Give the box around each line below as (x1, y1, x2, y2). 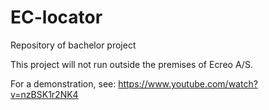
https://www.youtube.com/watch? (118, 77, 258, 90)
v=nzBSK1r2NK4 (10, 88, 79, 100)
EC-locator (10, 6, 103, 29)
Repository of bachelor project (10, 39, 137, 51)
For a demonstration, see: (10, 77, 117, 90)
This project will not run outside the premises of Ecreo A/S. (10, 58, 253, 70)
